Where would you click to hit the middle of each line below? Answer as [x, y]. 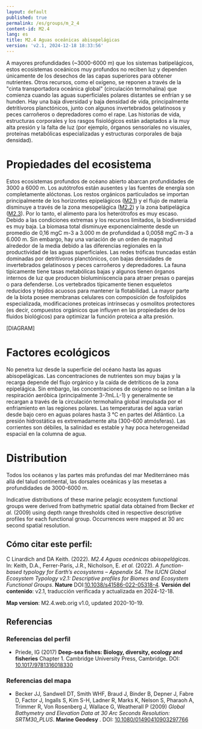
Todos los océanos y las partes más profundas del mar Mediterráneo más [98, 475]
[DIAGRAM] [21, 328]
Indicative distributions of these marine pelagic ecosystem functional [92, 500]
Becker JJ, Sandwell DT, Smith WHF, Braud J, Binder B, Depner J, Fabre [104, 694]
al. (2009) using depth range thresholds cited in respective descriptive [94, 512]
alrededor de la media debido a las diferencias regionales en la [84, 245]
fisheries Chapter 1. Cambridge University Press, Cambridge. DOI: [97, 659]
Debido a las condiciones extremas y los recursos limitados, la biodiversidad [101, 220]
